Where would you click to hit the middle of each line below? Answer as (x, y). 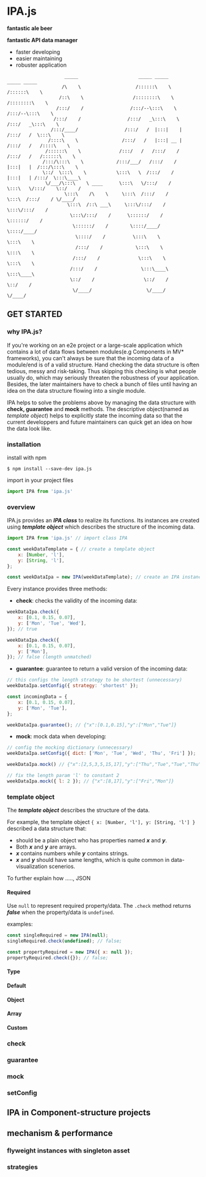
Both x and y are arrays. (46, 847)
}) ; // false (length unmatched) (50, 657)
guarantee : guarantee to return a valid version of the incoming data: (101, 669)
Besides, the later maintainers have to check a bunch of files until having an (102, 384)
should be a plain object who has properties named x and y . (91, 841)
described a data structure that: (47, 829)
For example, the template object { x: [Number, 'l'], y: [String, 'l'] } (101, 822)
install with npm (27, 458)
